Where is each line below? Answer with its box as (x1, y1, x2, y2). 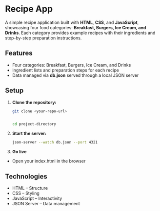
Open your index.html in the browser (12, 158, 86, 164)
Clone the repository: (12, 99, 57, 105)
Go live (12, 149, 27, 155)
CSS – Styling (12, 191, 40, 196)
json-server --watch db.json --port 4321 (12, 140, 98, 145)
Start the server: (12, 130, 47, 137)
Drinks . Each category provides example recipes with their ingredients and (5, 30, 156, 35)
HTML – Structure (12, 185, 48, 191)
